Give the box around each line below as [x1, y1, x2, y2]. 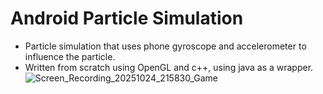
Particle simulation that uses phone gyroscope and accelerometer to [24, 40, 307, 52]
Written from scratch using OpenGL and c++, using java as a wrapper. [24, 61, 314, 73]
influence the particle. [24, 50, 116, 62]
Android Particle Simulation [10, 7, 244, 30]
